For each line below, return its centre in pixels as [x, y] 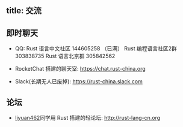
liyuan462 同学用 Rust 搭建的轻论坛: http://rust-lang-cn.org [88, 118]
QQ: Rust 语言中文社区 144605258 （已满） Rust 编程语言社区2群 [96, 49]
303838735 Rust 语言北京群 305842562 [65, 56]
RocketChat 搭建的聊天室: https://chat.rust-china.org [80, 69]
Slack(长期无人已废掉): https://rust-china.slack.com [79, 81]
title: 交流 [24, 11]
